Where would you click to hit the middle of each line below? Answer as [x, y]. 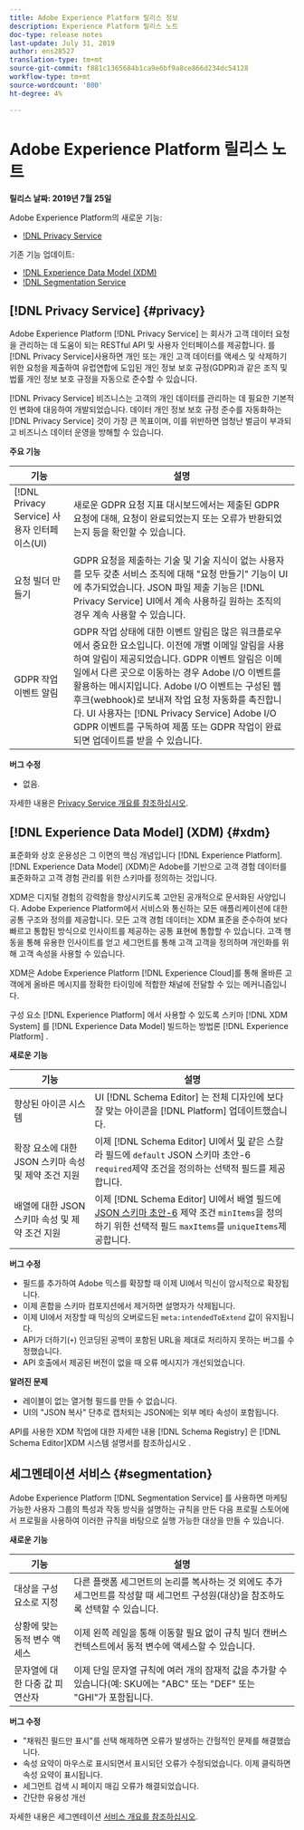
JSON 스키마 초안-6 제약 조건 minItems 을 [179, 1213]
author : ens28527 [42, 52]
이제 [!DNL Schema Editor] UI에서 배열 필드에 [188, 1199]
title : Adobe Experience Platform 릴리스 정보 [94, 18]
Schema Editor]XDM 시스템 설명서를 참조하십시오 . [100, 1443]
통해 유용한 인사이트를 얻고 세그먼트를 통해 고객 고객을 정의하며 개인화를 [153, 942]
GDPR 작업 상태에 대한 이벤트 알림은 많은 [156, 632]
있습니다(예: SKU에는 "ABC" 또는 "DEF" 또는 [165, 1683]
